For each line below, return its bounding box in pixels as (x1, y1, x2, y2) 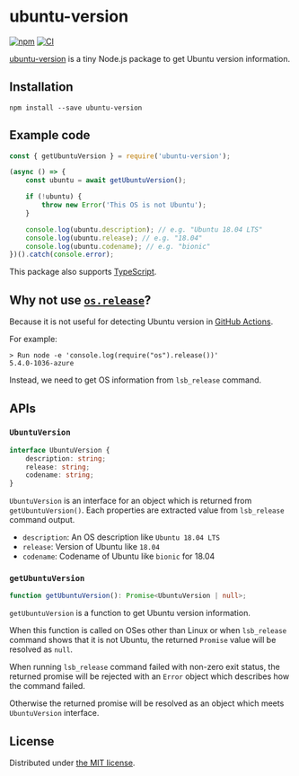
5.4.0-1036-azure (9, 359, 75, 368)
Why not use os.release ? (9, 292, 152, 307)
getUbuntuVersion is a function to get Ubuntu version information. (9, 608, 251, 619)
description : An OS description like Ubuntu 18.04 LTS (22, 532, 220, 542)
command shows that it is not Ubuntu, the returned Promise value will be (9, 635, 277, 646)
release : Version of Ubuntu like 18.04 (22, 542, 160, 552)
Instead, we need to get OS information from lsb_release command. (9, 375, 262, 385)
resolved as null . (9, 644, 74, 655)
